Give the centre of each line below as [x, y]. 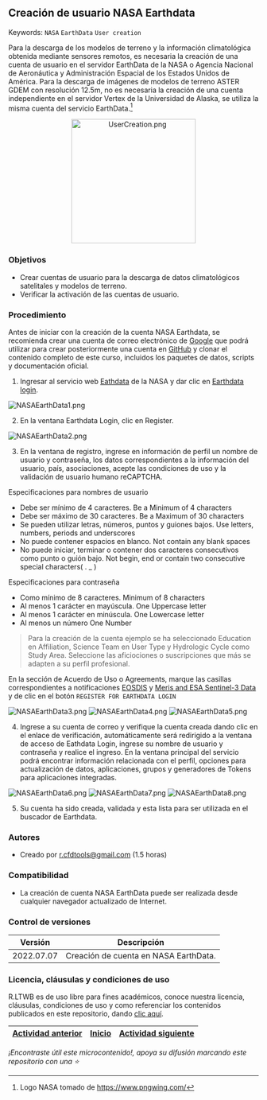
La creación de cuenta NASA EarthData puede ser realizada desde [129, 892]
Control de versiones [50, 922]
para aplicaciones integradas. [68, 778]
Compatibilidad [39, 876]
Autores [24, 837]
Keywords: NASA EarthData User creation [75, 32]
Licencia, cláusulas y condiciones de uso [89, 979]
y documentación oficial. [48, 366]
